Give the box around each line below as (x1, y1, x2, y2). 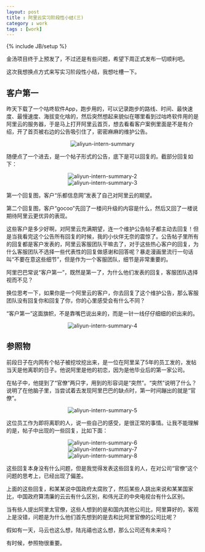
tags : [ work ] (6, 26, 43, 32)
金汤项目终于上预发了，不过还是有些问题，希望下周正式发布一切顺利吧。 (6, 56, 188, 63)
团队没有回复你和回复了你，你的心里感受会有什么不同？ (6, 297, 145, 304)
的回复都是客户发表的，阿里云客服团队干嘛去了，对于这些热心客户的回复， (6, 240, 193, 248)
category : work (6, 20, 48, 26)
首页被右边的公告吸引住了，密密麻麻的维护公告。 (27, 128, 151, 135)
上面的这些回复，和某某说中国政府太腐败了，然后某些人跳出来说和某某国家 (6, 485, 193, 492)
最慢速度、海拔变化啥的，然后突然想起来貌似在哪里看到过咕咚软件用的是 (16, 113, 199, 120)
